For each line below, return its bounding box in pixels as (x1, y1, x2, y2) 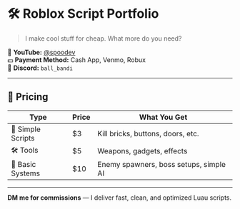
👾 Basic (11, 159, 36, 169)
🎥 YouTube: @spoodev (7, 48, 76, 56)
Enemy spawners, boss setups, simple (97, 159, 226, 169)
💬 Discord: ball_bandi (7, 63, 74, 72)
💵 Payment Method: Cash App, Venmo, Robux (7, 55, 146, 64)
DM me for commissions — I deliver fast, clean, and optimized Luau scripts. (7, 193, 232, 202)
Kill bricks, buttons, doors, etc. (97, 128, 199, 138)
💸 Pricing (7, 91, 49, 103)
